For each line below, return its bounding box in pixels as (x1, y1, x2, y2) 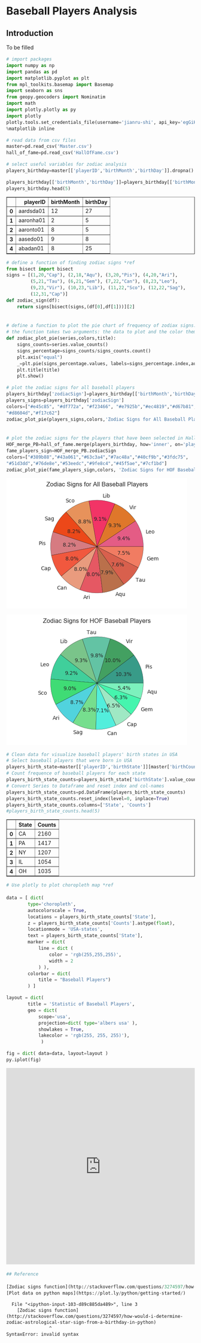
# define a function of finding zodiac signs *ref (6, 259, 135, 266)
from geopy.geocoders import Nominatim (6, 94, 106, 100)
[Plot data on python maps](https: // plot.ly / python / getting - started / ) (6, 1290, 186, 1296)
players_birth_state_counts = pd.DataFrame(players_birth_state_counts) (6, 789, 186, 795)
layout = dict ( (6, 995, 44, 1001)
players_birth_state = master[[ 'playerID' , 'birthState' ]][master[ (6, 764, 170, 770)
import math (6, 101, 36, 107)
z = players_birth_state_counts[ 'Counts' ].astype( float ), (28, 920, 175, 926)
